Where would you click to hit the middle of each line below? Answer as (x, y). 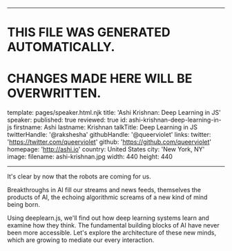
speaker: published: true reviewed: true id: (67, 120)
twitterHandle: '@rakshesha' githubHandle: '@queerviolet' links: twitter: (109, 135)
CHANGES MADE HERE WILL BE (100, 78)
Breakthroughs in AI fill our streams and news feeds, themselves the (104, 190)
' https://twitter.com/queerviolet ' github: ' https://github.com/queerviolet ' (109, 142)
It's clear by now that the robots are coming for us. (79, 176)
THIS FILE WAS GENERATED (89, 32)
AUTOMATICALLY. (61, 47)
